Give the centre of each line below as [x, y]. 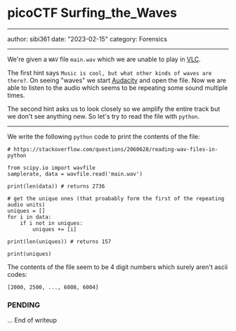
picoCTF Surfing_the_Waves [92, 13]
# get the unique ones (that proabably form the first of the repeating [116, 198]
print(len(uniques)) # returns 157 [59, 241]
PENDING [24, 305]
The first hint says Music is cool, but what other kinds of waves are [110, 72]
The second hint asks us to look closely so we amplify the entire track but [114, 109]
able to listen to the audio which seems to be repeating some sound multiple [118, 87]
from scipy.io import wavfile [52, 168]
